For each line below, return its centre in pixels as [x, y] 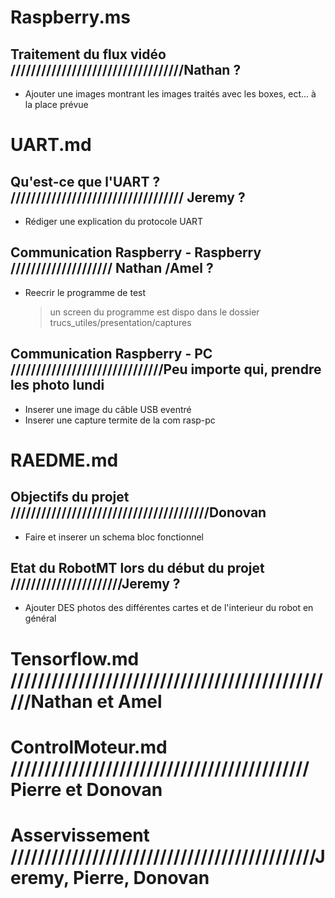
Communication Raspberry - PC [111, 354]
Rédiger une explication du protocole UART [114, 221]
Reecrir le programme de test [85, 292]
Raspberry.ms [70, 17]
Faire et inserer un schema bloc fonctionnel [114, 537]
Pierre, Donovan [141, 878]
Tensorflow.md [75, 658]
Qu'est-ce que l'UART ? [85, 181]
